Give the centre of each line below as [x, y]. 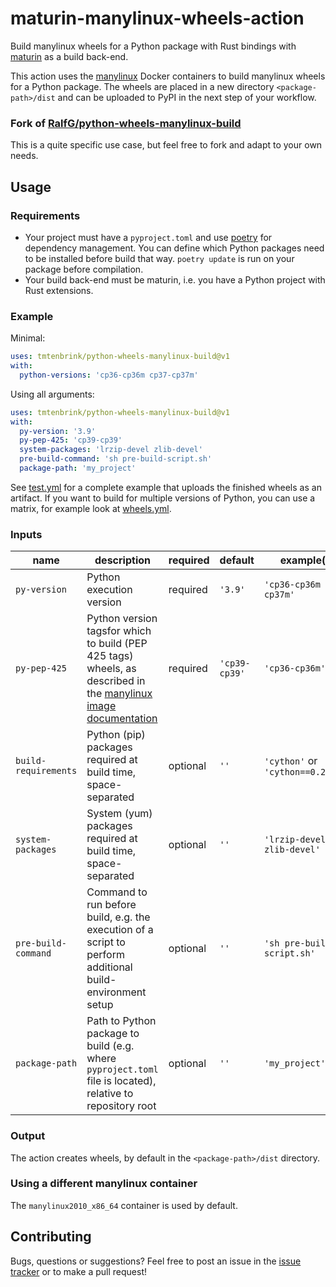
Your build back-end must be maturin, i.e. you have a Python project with [175, 279]
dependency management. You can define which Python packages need [174, 248]
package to [113, 1034]
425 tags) [110, 656]
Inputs [26, 534]
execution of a [120, 930]
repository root [121, 1106]
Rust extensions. [59, 290]
